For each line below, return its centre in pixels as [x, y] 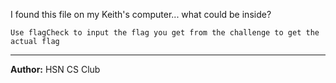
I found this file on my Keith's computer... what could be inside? [141, 14]
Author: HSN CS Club [55, 69]
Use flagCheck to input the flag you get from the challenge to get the [165, 33]
